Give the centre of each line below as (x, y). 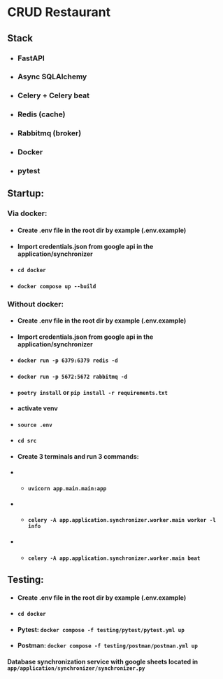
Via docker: (27, 213)
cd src (27, 441)
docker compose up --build (57, 286)
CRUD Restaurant (59, 12)
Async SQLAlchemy (52, 76)
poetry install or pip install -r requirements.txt (92, 392)
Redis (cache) (41, 114)
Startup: (26, 194)
